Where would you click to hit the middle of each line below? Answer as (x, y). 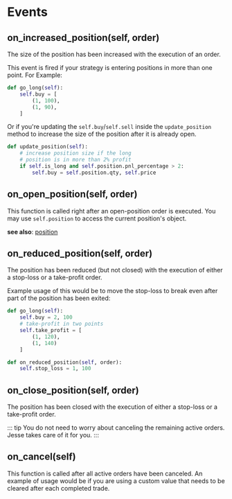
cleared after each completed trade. (59, 488)
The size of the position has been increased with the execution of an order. (114, 54)
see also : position (33, 231)
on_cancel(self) (42, 457)
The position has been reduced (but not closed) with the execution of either (115, 270)
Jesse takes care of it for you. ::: (53, 435)
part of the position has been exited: (59, 298)
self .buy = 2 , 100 (46, 317)
